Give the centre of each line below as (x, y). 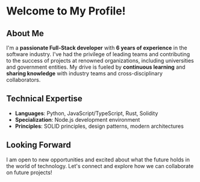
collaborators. (23, 80)
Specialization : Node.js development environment (77, 119)
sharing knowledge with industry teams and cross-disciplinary (84, 73)
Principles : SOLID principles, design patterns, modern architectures (99, 126)
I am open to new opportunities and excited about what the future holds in (98, 159)
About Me (25, 33)
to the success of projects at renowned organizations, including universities (100, 61)
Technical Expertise (44, 99)
